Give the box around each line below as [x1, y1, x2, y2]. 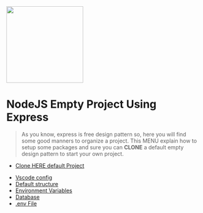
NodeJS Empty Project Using [6, 97, 157, 111]
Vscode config [15, 174, 53, 181]
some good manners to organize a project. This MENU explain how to [21, 137, 197, 144]
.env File [15, 200, 37, 207]
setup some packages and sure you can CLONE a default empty [21, 143, 184, 151]
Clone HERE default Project [15, 162, 85, 169]
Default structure [15, 180, 58, 187]
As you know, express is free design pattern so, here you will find [21, 130, 186, 138]
